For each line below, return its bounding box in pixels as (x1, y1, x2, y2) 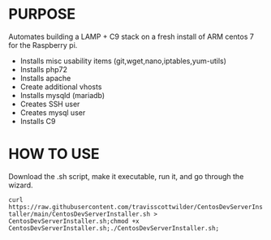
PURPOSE (8, 5, 76, 24)
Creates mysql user (19, 107, 86, 118)
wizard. (8, 180, 34, 190)
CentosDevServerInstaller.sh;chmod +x (8, 216, 140, 225)
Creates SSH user (19, 99, 80, 109)
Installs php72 (19, 64, 67, 74)
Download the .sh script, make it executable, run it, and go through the (8, 171, 244, 181)
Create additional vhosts (19, 82, 102, 92)
